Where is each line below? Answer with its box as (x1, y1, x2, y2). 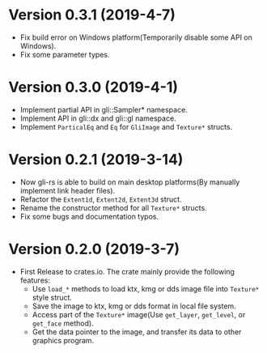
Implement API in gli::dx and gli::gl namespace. (19, 113, 176, 123)
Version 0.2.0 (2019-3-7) (8, 240, 180, 258)
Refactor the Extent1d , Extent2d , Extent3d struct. (19, 194, 182, 204)
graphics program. (32, 335, 95, 345)
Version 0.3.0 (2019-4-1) (8, 79, 179, 96)
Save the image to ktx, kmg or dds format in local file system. (32, 301, 236, 311)
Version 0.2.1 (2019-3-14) (8, 151, 184, 169)
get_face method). (32, 318, 95, 328)
